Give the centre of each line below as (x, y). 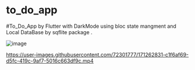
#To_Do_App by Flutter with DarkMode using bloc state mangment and (91, 26)
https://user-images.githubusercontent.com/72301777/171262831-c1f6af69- (97, 54)
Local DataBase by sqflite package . (49, 32)
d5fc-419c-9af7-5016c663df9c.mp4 (50, 61)
